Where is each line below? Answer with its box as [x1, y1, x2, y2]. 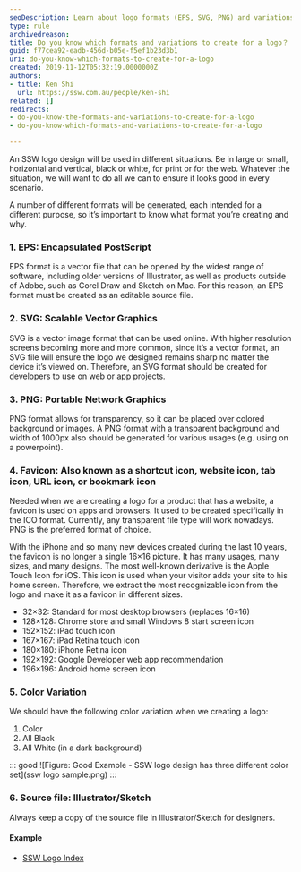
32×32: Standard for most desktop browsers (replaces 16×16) [21, 606, 251, 618]
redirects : [9, 105, 50, 114]
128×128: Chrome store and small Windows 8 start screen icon [21, 616, 254, 627]
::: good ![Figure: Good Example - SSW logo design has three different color [9, 760, 289, 771]
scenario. [9, 183, 44, 192]
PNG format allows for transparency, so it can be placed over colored [9, 413, 265, 423]
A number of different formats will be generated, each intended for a [9, 200, 262, 210]
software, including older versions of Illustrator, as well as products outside [9, 270, 287, 282]
